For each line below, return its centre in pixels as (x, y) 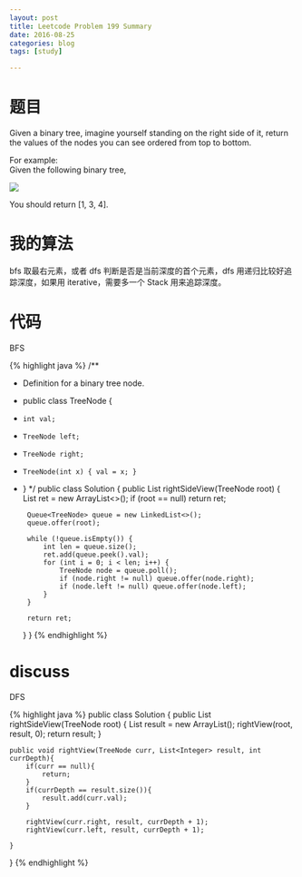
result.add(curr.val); (85, 798)
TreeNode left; (51, 437)
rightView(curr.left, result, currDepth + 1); (115, 830)
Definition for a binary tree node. (83, 383)
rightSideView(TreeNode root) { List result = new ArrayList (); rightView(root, (151, 724)
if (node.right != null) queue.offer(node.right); (157, 578)
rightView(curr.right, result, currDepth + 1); (117, 822)
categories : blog (42, 43)
